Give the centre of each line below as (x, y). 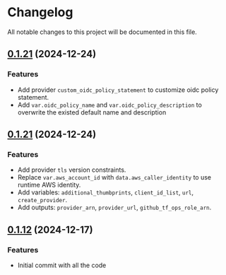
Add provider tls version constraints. (72, 170)
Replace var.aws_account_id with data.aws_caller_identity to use (114, 177)
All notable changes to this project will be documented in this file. (102, 32)
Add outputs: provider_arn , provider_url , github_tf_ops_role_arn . (114, 207)
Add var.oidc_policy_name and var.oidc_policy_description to (110, 105)
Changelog (40, 12)
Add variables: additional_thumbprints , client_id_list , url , (106, 192)
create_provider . (42, 200)
